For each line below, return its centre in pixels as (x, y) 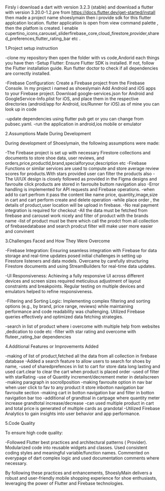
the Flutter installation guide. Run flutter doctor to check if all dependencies (82, 68)
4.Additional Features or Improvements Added (52, 346)
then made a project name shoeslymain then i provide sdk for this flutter (78, 18)
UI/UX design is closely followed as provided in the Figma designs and (85, 179)
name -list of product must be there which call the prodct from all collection (82, 221)
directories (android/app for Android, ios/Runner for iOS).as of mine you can (82, 104)
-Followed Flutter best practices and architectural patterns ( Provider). (76, 442)
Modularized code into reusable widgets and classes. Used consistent (76, 448)
